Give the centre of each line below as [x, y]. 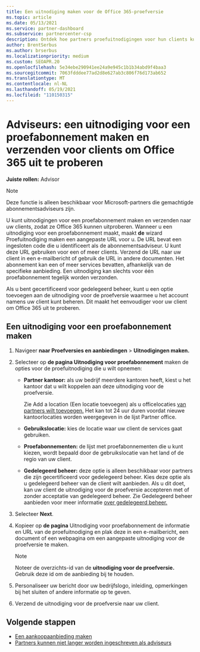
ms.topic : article [29, 17]
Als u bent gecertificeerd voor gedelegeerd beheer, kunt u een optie [90, 289]
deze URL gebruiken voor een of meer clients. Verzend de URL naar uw [94, 252]
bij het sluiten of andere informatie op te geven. [73, 592]
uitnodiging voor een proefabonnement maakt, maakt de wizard [84, 233]
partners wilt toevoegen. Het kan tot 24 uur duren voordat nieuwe [104, 410]
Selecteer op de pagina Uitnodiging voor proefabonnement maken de [101, 362]
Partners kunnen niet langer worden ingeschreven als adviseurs [93, 643]
